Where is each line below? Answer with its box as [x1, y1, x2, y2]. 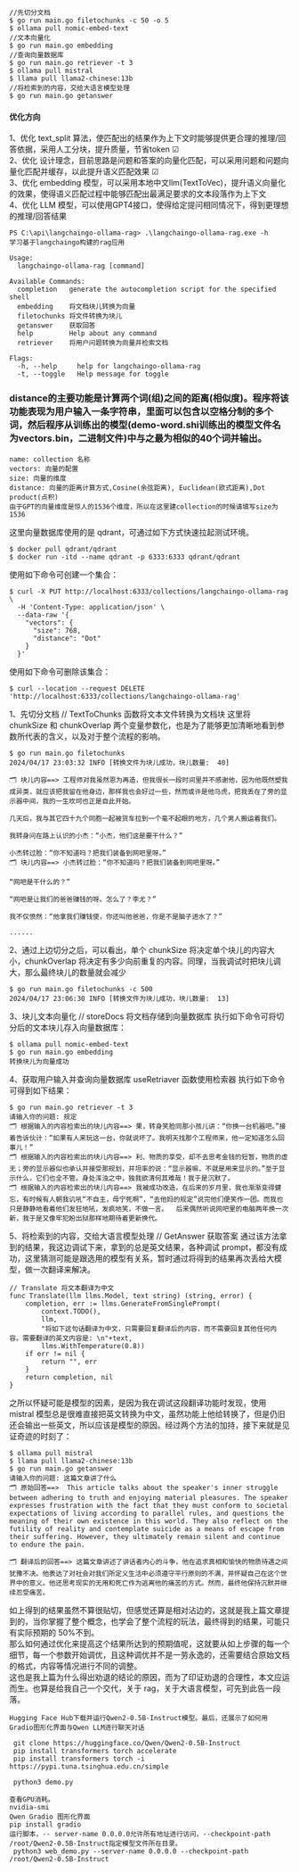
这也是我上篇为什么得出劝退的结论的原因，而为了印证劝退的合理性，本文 [9, 1671, 274, 1682]
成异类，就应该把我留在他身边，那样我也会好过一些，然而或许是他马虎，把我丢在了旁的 [9, 787, 281, 796]
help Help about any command [17, 329, 158, 338]
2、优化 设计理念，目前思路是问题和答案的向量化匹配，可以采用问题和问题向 [9, 155, 289, 166]
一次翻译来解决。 [32, 1263, 95, 1274]
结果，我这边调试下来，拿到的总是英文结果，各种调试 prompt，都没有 [24, 1241, 280, 1252]
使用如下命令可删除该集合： [9, 666, 111, 676]
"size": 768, [32, 625, 82, 635]
